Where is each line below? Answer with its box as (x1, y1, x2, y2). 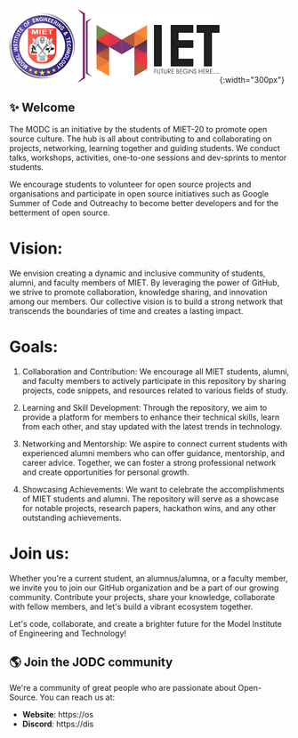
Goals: (9, 336, 59, 357)
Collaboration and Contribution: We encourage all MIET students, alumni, (21, 365, 290, 377)
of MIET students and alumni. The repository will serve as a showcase (21, 493, 279, 504)
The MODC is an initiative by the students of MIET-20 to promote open (9, 124, 268, 134)
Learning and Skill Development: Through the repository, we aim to (21, 402, 268, 413)
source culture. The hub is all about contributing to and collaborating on (9, 133, 273, 144)
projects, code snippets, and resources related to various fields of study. (21, 385, 289, 396)
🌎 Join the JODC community (9, 654, 173, 670)
